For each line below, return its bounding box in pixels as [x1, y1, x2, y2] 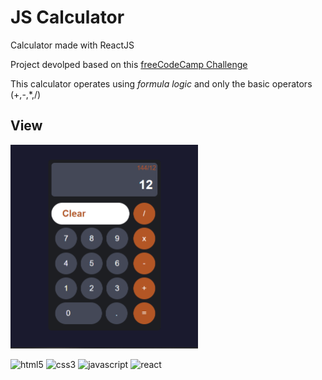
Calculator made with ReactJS [10, 39, 135, 51]
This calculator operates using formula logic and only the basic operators [10, 77, 313, 90]
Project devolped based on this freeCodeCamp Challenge [10, 58, 248, 70]
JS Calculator [10, 6, 125, 29]
